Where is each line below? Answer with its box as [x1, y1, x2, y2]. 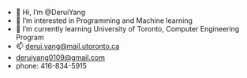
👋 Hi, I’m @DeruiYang [15, 8, 85, 17]
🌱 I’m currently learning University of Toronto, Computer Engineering [15, 24, 240, 33]
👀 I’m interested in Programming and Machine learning [15, 16, 193, 25]
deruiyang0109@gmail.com [15, 53, 105, 62]
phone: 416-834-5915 [15, 61, 87, 70]
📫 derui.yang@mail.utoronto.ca [15, 42, 120, 50]
